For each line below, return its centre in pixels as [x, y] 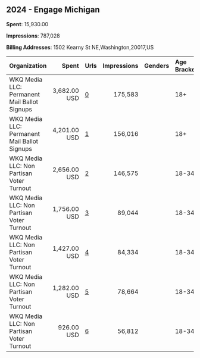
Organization [28, 66]
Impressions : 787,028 [33, 36]
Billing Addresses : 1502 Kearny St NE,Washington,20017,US [80, 47]
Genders [157, 66]
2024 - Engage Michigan [53, 10]
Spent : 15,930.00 [27, 24]
